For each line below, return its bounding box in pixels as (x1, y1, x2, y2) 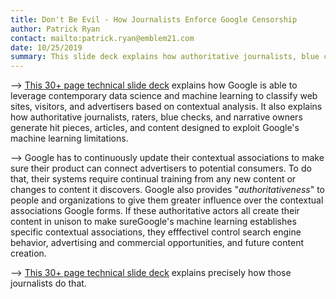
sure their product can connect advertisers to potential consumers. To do (10, 162, 312, 175)
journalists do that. (10, 277, 87, 290)
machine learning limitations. (10, 132, 129, 145)
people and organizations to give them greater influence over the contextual (10, 194, 324, 206)
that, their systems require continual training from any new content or (10, 173, 297, 185)
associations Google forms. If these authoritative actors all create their (10, 205, 300, 217)
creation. (10, 247, 47, 260)
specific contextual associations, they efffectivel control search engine (10, 226, 302, 238)
